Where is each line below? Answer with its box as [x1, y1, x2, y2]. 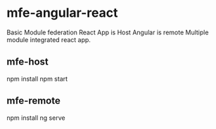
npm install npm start [6, 74, 68, 83]
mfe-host [6, 56, 49, 68]
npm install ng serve [6, 114, 65, 122]
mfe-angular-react [6, 5, 118, 21]
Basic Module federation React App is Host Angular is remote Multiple [6, 28, 209, 36]
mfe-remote [6, 95, 61, 107]
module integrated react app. [6, 35, 91, 43]
